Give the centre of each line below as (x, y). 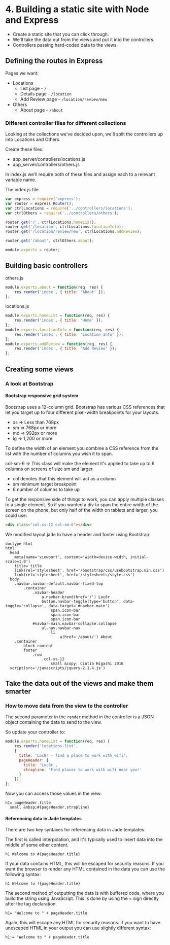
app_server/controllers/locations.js (49, 159)
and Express (32, 20)
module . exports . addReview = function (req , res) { (59, 344)
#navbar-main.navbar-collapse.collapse (74, 623)
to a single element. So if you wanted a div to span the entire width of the (82, 504)
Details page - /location (46, 94)
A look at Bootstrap (29, 383)
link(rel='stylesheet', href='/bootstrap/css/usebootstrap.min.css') (90, 570)
